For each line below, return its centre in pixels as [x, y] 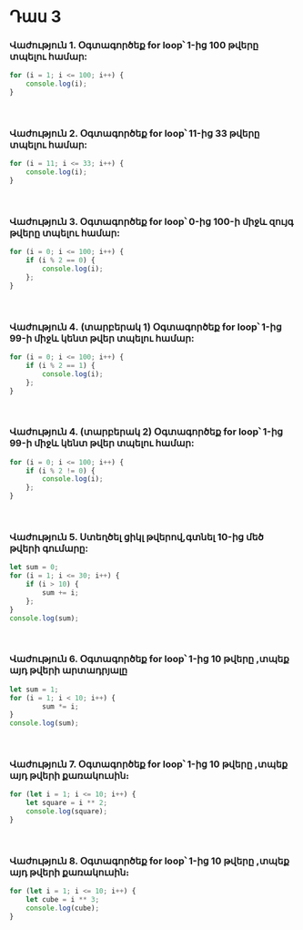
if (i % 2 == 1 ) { [61, 365]
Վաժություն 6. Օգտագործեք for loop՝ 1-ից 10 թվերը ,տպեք [149, 659]
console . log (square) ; [66, 812]
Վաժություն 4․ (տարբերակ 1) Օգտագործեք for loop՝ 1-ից [146, 327]
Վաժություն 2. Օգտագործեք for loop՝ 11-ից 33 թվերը [135, 134]
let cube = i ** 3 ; [63, 900]
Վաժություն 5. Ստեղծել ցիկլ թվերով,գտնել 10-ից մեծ [136, 537]
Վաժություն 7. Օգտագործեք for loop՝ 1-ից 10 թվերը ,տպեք [149, 764]
